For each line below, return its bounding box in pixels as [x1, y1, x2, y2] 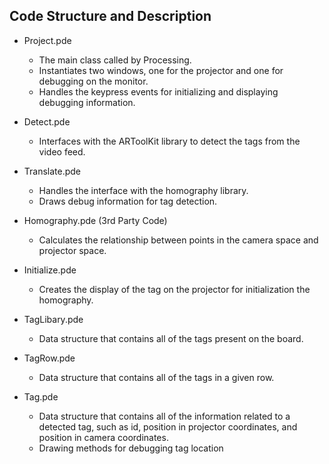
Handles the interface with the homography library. [38, 184, 249, 196]
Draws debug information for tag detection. [38, 195, 218, 207]
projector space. [38, 244, 107, 256]
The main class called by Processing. [38, 54, 192, 66]
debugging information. [38, 96, 136, 108]
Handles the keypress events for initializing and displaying [38, 85, 279, 98]
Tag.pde [23, 390, 59, 403]
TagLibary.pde [23, 313, 84, 325]
